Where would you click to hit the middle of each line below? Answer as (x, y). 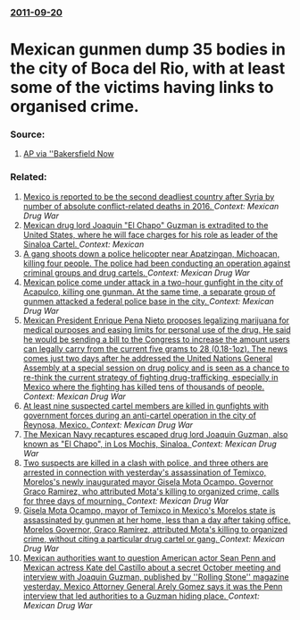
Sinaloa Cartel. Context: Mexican (83, 244)
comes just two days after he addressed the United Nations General (148, 358)
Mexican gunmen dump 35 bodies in (148, 50)
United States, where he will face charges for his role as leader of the (150, 234)
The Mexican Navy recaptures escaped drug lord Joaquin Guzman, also (155, 434)
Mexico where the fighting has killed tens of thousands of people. (144, 386)
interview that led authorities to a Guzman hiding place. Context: (141, 596)
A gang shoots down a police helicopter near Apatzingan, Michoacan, (151, 253)
